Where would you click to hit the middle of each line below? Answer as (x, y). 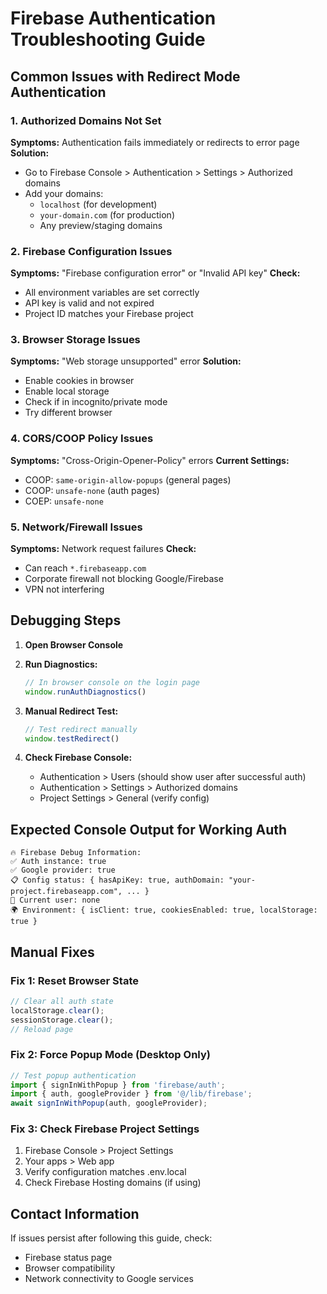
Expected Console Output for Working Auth (149, 829)
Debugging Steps (66, 620)
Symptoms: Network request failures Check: (103, 549)
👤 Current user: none (55, 900)
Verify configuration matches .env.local (105, 1172)
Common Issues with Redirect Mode (125, 76)
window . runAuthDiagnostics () (85, 692)
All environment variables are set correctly (112, 293)
